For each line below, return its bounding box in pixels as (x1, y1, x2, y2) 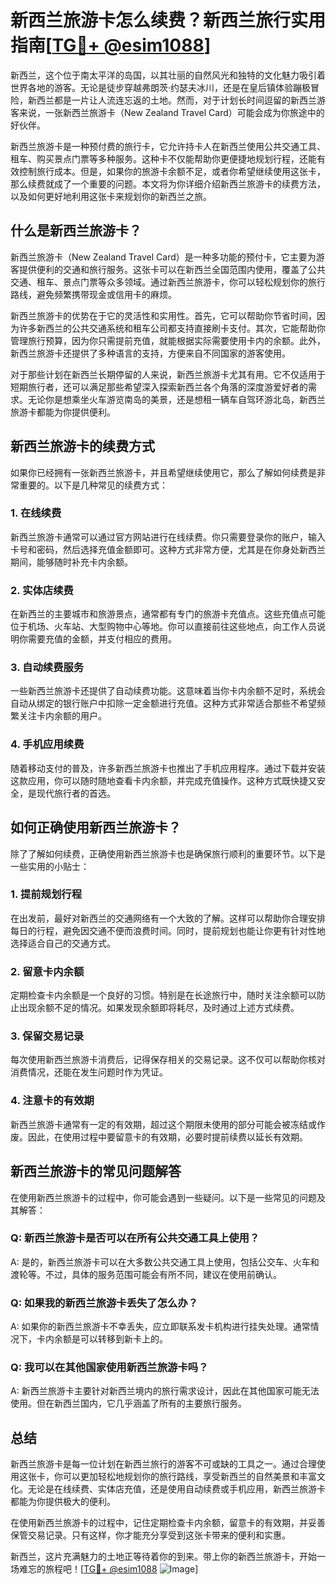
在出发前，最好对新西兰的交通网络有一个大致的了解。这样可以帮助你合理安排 (10, 912, 326, 924)
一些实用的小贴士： (10, 860, 90, 872)
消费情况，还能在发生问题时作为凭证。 (10, 1066, 168, 1078)
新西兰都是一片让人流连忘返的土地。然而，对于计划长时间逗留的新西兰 (27, 94, 317, 106)
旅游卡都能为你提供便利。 (10, 406, 116, 418)
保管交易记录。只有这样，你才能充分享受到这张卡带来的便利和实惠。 (10, 1529, 291, 1541)
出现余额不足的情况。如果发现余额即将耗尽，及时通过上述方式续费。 (18, 1002, 300, 1014)
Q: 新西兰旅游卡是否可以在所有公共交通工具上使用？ (10, 1231, 260, 1245)
